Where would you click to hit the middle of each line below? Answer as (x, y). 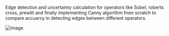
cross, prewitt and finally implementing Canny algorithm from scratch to (81, 13)
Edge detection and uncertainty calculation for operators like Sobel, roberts (85, 7)
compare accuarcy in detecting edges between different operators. (76, 18)
